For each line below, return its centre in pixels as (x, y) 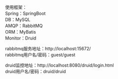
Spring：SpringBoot (25, 13)
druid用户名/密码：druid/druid (36, 71)
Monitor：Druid (21, 38)
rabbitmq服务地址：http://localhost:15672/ (48, 49)
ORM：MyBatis (20, 32)
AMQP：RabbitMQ (24, 26)
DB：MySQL (18, 20)
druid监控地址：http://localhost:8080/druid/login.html (59, 65)
